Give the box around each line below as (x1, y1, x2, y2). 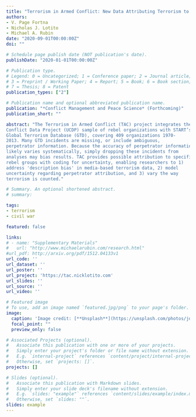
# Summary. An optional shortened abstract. (6, 187, 116, 192)
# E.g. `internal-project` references (6, 353, 106, 360)
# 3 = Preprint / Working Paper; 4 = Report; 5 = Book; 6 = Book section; (6, 78, 192, 85)
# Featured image (6, 299, 48, 305)
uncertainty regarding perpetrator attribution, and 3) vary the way (6, 170, 179, 176)
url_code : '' (6, 256, 38, 262)
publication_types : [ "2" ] (6, 89, 69, 95)
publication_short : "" (6, 111, 61, 117)
